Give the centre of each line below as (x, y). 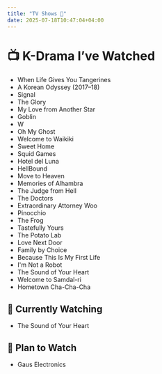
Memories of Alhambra (50, 184)
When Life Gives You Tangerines (64, 80)
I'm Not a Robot (40, 265)
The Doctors (35, 198)
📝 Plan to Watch (42, 348)
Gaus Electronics (41, 365)
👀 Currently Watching (55, 309)
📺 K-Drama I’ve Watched (81, 56)
